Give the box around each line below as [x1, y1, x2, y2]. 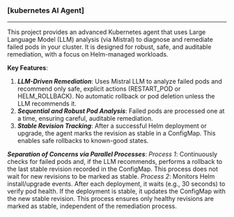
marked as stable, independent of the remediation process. [7, 202, 178, 211]
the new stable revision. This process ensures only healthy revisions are [7, 195, 214, 203]
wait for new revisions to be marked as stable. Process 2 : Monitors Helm [7, 172, 215, 181]
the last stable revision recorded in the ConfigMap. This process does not [7, 165, 218, 173]
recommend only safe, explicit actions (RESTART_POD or [17, 84, 181, 93]
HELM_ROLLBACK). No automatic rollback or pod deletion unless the [17, 92, 215, 100]
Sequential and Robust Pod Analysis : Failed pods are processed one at [17, 107, 225, 115]
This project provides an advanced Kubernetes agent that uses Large [7, 28, 206, 36]
